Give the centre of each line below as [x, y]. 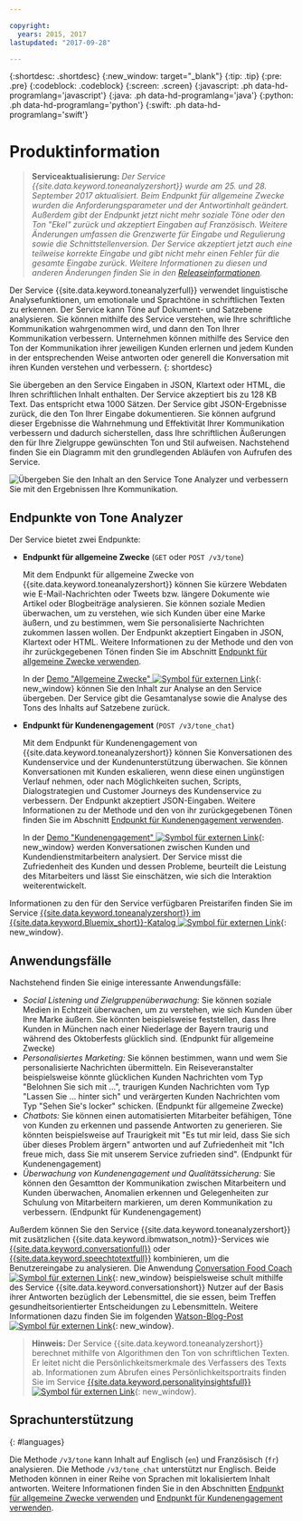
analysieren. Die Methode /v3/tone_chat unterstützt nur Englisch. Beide [143, 1468]
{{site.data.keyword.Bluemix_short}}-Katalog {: [148, 923]
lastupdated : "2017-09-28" [60, 43]
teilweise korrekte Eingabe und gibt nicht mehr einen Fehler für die [156, 254]
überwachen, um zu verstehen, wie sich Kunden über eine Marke [144, 614]
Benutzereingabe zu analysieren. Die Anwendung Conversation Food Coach [151, 1268]
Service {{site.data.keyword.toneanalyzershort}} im [105, 913]
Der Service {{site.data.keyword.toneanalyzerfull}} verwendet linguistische [149, 290]
